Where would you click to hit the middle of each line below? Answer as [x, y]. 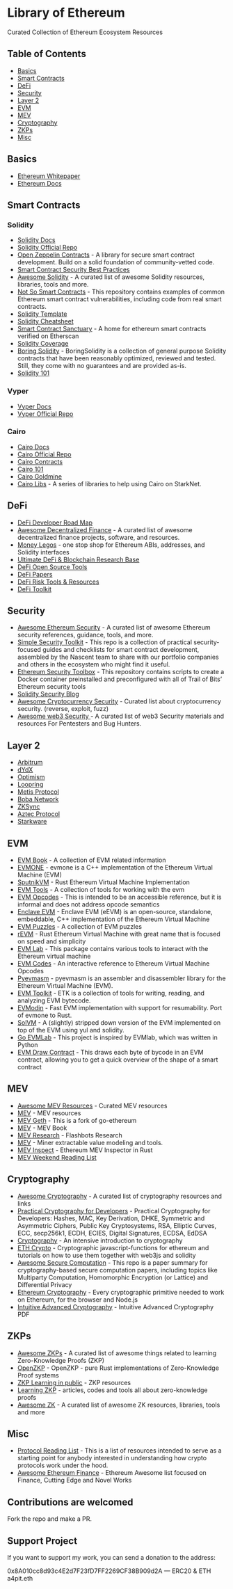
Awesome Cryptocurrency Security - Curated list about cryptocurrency [119, 701]
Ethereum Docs [39, 183]
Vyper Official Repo [45, 414]
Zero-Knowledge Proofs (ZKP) [61, 1360]
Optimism [31, 777]
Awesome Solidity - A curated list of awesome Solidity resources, [111, 277]
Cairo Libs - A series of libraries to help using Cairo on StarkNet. [109, 484]
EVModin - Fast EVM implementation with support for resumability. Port [120, 1008]
